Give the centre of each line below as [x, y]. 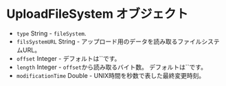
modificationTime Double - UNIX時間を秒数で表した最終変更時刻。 [111, 75]
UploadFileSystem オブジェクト [98, 14]
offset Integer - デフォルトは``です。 [68, 58]
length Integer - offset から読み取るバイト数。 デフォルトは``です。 [112, 67]
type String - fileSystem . [51, 33]
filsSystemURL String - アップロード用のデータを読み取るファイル [109, 41]
